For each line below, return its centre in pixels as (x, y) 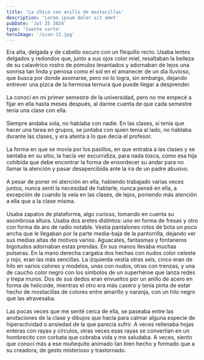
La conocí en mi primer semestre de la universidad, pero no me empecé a (99, 98)
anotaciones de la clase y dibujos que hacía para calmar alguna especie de (101, 318)
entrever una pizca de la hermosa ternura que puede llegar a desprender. (99, 85)
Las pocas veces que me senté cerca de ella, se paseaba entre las (90, 311)
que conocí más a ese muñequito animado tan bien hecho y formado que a (101, 344)
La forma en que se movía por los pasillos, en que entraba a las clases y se (101, 149)
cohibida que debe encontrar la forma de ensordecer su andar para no (95, 162)
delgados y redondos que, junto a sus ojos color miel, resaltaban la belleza (100, 59)
